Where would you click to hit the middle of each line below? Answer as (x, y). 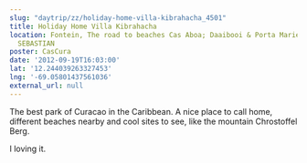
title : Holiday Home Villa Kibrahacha (83, 26)
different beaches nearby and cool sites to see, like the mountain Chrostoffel (153, 121)
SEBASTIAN (36, 43)
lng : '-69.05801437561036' (61, 77)
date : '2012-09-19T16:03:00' (65, 60)
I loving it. (28, 148)
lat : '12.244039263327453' (61, 69)
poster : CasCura (40, 52)
